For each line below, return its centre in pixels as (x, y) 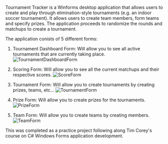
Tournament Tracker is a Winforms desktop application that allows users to (84, 7)
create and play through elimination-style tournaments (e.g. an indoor (78, 13)
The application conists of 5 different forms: (52, 39)
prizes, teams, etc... (33, 90)
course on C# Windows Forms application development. (64, 136)
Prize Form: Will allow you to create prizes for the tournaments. (79, 100)
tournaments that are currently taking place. (59, 54)
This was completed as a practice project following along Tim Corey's (79, 130)
